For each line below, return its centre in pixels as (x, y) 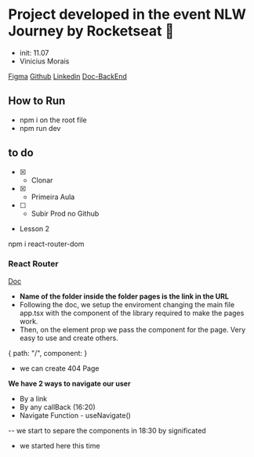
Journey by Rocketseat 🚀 (91, 31)
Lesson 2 (34, 228)
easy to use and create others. (69, 338)
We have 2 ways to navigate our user (69, 383)
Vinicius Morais (44, 61)
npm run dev (40, 128)
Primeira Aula (53, 197)
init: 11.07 (34, 53)
